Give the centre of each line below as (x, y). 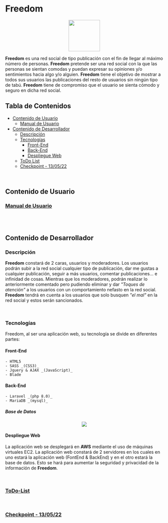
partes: (13, 339)
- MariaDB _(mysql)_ (27, 401)
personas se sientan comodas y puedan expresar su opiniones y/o (74, 69)
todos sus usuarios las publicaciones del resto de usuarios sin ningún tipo (81, 79)
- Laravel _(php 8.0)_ (29, 396)
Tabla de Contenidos (38, 106)
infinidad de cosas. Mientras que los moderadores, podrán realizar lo (76, 279)
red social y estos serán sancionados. (44, 300)
